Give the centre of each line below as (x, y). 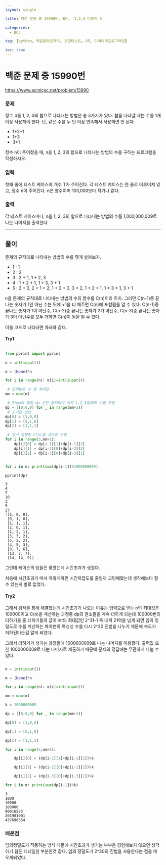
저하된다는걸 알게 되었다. (29, 632)
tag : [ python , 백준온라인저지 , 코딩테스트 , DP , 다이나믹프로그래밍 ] (66, 41)
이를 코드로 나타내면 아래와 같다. (36, 327)
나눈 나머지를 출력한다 (26, 222)
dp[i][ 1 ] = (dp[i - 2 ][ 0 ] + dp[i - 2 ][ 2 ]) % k (54, 768)
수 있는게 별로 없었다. (25, 584)
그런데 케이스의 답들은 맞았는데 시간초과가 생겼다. (53, 568)
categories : (17, 28)
